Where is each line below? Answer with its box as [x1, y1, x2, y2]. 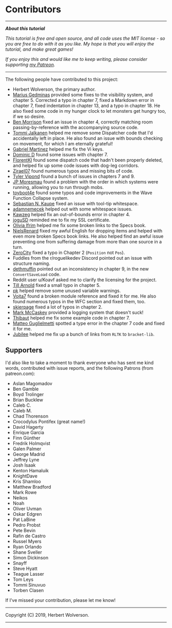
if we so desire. [12, 113, 46, 119]
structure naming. [12, 260, 50, 266]
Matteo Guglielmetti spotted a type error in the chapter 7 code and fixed [12, 320, 165, 326]
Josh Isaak [12, 462, 36, 468]
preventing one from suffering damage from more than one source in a [12, 238, 162, 244]
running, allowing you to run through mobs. [12, 184, 104, 190]
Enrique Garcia [12, 429, 45, 435]
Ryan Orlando [12, 543, 42, 550]
